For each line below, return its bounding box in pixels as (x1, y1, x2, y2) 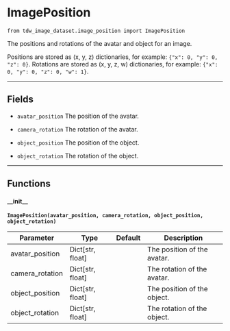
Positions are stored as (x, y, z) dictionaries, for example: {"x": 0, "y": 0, (7, 53, 218, 61)
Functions (7, 178, 51, 190)
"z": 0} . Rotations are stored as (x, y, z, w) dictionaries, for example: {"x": (7, 60, 218, 68)
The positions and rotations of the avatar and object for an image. (7, 39, 192, 47)
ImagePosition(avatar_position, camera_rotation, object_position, (7, 212, 204, 219)
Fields (7, 94, 34, 106)
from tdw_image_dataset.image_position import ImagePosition (7, 27, 186, 34)
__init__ (7, 197, 29, 205)
